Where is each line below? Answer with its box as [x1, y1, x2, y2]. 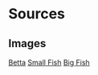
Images [8, 37, 47, 50]
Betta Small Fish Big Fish [8, 57, 90, 67]
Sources [8, 5, 66, 23]
